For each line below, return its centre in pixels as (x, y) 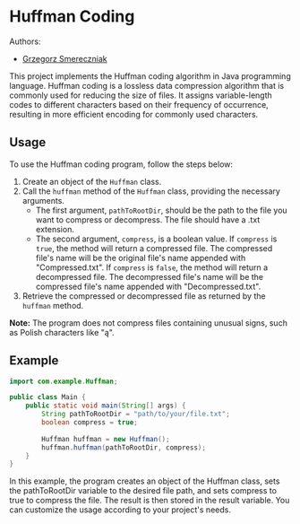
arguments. (43, 200)
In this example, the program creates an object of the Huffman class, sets (145, 481)
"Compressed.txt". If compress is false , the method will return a (152, 267)
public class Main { (48, 397)
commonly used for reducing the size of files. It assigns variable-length (141, 95)
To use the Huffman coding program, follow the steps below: (121, 164)
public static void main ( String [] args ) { (106, 406)
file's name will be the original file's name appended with (141, 258)
